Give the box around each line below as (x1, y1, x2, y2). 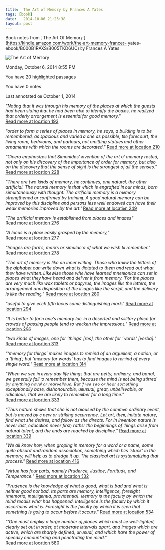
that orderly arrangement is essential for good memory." (5, 113, 121, 119)
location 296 (5, 326, 32, 332)
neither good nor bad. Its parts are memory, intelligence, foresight (5, 488, 140, 494)
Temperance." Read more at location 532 (5, 473, 89, 479)
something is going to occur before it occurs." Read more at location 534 (5, 509, 154, 515)
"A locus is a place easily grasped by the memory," (5, 230, 110, 236)
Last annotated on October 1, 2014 (5, 93, 76, 99)
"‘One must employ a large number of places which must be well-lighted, (5, 519, 155, 525)
